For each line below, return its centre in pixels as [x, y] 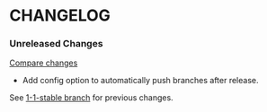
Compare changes [44, 63]
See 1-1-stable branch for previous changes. [91, 98]
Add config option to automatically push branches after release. [140, 81]
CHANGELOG [60, 16]
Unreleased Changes [56, 44]
